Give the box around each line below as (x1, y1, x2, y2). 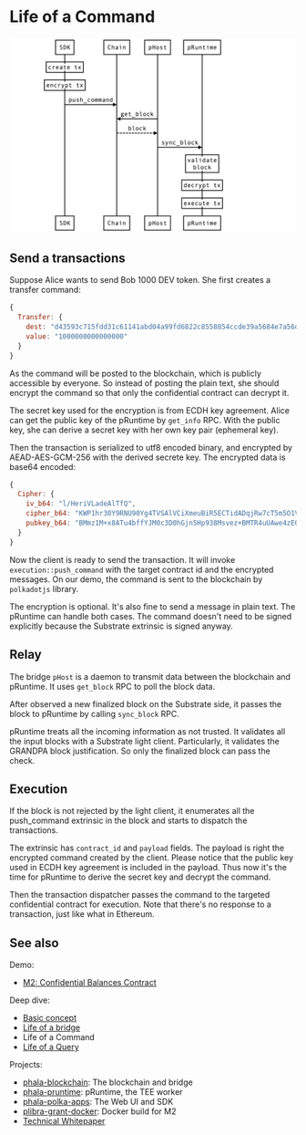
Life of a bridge (22, 1022, 80, 1033)
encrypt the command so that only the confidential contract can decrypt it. (9, 387, 290, 398)
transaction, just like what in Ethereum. (9, 909, 155, 920)
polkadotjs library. (9, 583, 79, 594)
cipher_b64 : (25, 509, 71, 518)
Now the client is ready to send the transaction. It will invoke (9, 554, 236, 565)
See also (9, 935, 59, 951)
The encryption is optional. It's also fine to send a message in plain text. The (9, 600, 296, 612)
